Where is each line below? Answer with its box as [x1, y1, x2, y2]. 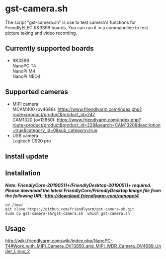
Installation [5, 169, 41, 178]
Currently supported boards [5, 44, 94, 53]
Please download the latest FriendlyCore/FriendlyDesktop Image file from [5, 187, 162, 194]
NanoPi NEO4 [12, 73, 41, 79]
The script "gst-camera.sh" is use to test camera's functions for [5, 19, 136, 25]
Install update [5, 152, 49, 160]
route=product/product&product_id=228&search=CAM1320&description [12, 122, 161, 128]
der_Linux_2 [5, 248, 30, 254]
